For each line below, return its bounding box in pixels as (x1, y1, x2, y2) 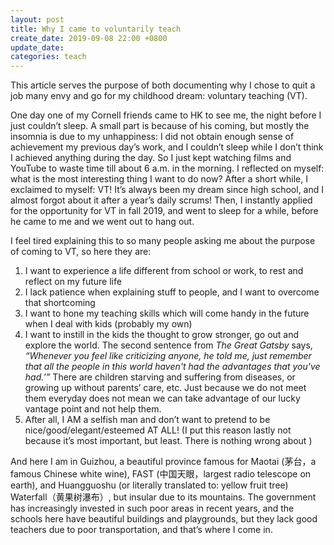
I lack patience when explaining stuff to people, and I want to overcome (24, 286, 320, 298)
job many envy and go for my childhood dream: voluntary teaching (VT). (10, 90, 308, 102)
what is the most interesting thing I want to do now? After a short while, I (10, 173, 308, 185)
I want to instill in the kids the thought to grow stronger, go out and (24, 329, 300, 341)
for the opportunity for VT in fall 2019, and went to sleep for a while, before (10, 205, 319, 217)
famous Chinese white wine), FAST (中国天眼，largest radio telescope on (10, 468, 312, 480)
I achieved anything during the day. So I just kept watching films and (10, 152, 292, 164)
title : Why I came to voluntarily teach (10, 24, 182, 34)
